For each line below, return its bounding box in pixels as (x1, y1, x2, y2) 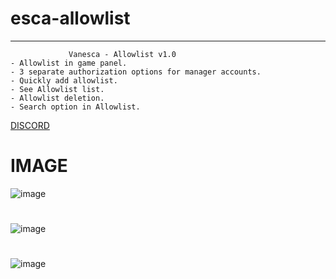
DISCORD (10, 119, 50, 131)
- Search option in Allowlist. (10, 102, 141, 112)
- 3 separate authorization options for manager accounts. (10, 67, 262, 77)
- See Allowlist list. (10, 84, 105, 94)
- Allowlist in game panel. (10, 58, 128, 68)
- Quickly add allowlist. (10, 75, 118, 86)
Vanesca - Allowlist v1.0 (68, 49, 177, 59)
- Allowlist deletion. (10, 93, 105, 103)
